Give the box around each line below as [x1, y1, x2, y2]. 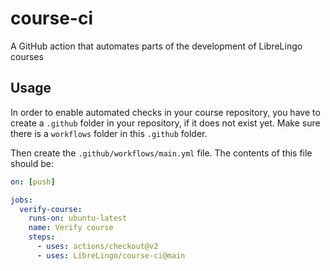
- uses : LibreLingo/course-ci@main [36, 250, 186, 261]
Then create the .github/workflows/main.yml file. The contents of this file [10, 147, 313, 159]
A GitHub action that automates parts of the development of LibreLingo [10, 40, 303, 52]
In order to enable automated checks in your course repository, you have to [10, 106, 321, 118]
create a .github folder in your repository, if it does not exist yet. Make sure [10, 117, 321, 129]
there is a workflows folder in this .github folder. [10, 127, 208, 139]
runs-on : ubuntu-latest [28, 213, 128, 224]
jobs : [10, 195, 33, 205]
